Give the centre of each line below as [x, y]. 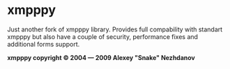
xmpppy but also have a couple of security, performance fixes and [103, 36]
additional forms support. [44, 44]
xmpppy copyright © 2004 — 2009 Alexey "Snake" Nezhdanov [101, 57]
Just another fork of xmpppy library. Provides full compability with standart [115, 29]
